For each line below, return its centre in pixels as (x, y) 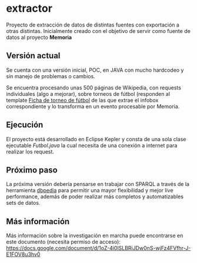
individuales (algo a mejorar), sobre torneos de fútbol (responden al (88, 94)
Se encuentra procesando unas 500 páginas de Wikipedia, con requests (94, 88)
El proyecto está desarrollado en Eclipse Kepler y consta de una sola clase (96, 139)
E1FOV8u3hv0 (23, 254)
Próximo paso (32, 170)
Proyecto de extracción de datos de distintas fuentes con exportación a (93, 25)
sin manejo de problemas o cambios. (51, 76)
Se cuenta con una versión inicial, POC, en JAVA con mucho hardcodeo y (95, 70)
